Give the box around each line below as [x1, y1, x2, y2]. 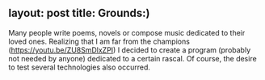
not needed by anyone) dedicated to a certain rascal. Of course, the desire [8, 53, 257, 63]
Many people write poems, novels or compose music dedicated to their [8, 27, 246, 37]
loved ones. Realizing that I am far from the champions [8, 36, 190, 46]
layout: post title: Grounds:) [8, 6, 151, 20]
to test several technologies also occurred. [8, 62, 151, 72]
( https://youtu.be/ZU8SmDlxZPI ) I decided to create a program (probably [8, 44, 251, 55]
